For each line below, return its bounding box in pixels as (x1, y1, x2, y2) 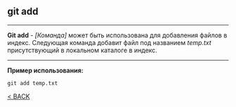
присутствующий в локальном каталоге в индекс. (7, 46, 158, 54)
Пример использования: (7, 66, 84, 75)
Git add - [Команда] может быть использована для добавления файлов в (7, 31, 228, 39)
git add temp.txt (7, 80, 58, 87)
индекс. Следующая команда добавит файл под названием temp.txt (7, 38, 212, 46)
